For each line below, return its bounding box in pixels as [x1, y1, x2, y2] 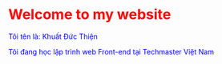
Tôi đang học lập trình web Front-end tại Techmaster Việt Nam [8, 47, 215, 56]
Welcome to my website [8, 6, 172, 24]
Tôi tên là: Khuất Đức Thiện [8, 32, 99, 41]
